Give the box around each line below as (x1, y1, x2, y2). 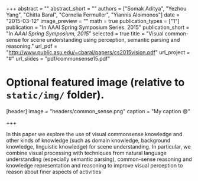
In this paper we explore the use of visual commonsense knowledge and (6, 130, 183, 137)
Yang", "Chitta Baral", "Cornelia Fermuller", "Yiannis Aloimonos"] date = (6, 11, 180, 18)
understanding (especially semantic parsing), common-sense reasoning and (6, 156, 192, 163)
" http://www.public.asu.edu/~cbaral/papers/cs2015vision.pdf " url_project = (6, 49, 190, 55)
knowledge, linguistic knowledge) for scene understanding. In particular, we (6, 143, 191, 150)
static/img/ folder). (6, 88, 105, 102)
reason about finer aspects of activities (6, 168, 102, 175)
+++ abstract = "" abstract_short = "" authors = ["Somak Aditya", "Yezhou (6, 5, 187, 12)
